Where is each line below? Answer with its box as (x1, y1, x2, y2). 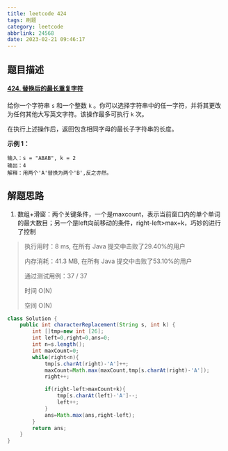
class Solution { (7, 315, 58, 322)
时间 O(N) (24, 286, 53, 294)
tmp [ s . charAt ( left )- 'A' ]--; (56, 393, 138, 399)
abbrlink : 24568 (7, 29, 54, 37)
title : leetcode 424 (7, 10, 67, 17)
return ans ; (32, 425, 67, 432)
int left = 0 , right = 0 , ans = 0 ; (32, 335, 111, 342)
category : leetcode (7, 23, 64, 30)
